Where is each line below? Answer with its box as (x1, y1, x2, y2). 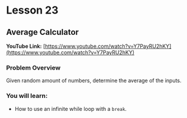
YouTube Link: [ (6, 42, 46, 50)
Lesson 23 (6, 4, 59, 17)
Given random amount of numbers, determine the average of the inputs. (6, 77, 182, 84)
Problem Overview (6, 63, 61, 71)
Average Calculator (6, 27, 79, 37)
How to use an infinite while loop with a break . (14, 105, 127, 112)
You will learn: (6, 92, 48, 100)
